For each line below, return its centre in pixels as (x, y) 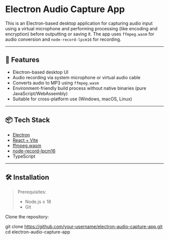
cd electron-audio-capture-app (38, 232)
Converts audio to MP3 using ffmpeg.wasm (56, 83)
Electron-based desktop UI (40, 72)
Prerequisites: (32, 192)
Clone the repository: (27, 217)
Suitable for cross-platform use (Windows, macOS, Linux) (72, 99)
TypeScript (24, 156)
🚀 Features (22, 60)
